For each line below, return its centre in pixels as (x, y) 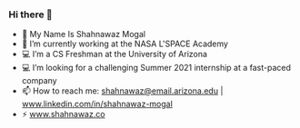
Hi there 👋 (31, 15)
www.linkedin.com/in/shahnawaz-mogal (97, 104)
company (39, 81)
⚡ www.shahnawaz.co (63, 114)
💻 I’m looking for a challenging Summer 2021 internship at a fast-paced (156, 68)
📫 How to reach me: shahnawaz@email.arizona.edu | (122, 91)
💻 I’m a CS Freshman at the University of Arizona (115, 54)
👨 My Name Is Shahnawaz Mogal (84, 34)
